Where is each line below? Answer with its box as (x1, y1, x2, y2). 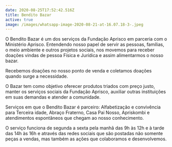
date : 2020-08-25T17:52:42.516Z (5, 7, 74, 13)
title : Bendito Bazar (5, 12, 52, 17)
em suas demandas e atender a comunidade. (5, 94, 101, 100)
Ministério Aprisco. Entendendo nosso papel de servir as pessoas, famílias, (5, 42, 164, 48)
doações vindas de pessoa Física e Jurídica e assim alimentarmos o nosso (5, 52, 163, 59)
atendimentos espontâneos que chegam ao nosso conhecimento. (5, 115, 144, 121)
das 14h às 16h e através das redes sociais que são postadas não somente (5, 131, 163, 137)
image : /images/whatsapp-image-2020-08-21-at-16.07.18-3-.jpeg (5, 22, 144, 27)
